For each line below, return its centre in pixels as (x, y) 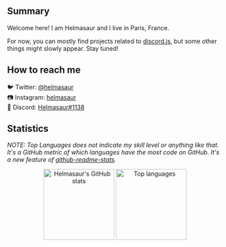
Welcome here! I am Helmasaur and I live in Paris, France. (88, 27)
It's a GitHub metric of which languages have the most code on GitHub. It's (113, 152)
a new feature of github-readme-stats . (62, 160)
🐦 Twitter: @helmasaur (40, 87)
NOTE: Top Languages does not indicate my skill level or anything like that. (113, 145)
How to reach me (44, 70)
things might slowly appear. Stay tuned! (63, 48)
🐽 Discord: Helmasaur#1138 (46, 107)
